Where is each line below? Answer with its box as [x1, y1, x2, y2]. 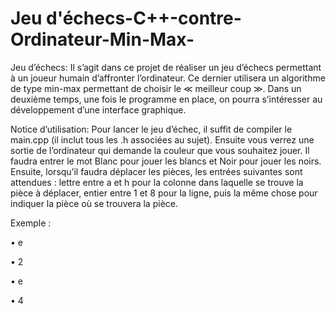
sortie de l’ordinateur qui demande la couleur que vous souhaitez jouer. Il [10, 144, 310, 156]
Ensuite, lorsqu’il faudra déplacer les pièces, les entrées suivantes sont [10, 165, 303, 177]
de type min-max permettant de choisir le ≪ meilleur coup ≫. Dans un [10, 82, 302, 94]
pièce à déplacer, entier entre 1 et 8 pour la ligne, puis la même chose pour [10, 187, 318, 199]
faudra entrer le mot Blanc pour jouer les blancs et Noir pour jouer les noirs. [10, 155, 322, 167]
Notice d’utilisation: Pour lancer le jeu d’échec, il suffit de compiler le [10, 123, 293, 135]
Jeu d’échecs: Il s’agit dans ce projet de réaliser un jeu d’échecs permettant [10, 61, 322, 73]
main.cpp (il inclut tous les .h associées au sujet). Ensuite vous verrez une [10, 133, 315, 146]
